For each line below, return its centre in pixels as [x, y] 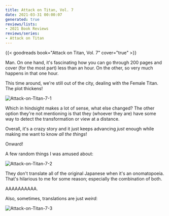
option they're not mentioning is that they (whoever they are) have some [81, 113]
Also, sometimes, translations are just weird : [52, 198]
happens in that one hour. [32, 73]
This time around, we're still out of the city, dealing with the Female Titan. [82, 83]
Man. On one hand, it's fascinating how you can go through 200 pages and [84, 62]
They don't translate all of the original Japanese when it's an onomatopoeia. [85, 173]
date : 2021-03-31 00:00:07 [34, 15]
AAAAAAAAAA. [22, 189]
